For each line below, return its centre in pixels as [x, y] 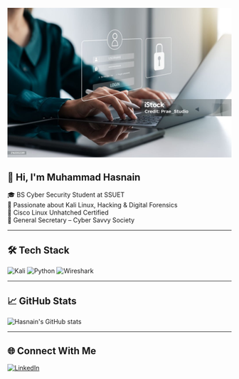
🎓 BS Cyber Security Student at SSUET [66, 195]
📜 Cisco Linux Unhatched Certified [58, 213]
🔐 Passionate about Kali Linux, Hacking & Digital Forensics [92, 205]
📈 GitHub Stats [42, 301]
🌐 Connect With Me [52, 351]
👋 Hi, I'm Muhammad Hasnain [74, 178]
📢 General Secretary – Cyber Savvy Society [71, 220]
